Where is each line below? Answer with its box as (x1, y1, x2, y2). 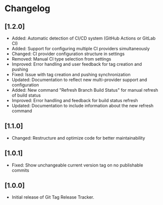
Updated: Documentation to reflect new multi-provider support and (11, 77, 147, 82)
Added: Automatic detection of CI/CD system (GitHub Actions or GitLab (11, 35, 156, 41)
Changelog (4, 3, 50, 14)
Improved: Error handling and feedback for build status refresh (11, 98, 138, 103)
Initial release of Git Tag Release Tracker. (11, 194, 94, 200)
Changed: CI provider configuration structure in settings (11, 51, 125, 57)
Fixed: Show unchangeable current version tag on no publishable (11, 162, 143, 168)
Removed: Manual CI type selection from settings (11, 56, 111, 61)
